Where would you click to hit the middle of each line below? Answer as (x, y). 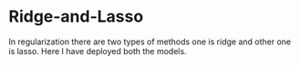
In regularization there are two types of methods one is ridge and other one (150, 42)
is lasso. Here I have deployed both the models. (98, 51)
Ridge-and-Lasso (76, 17)
